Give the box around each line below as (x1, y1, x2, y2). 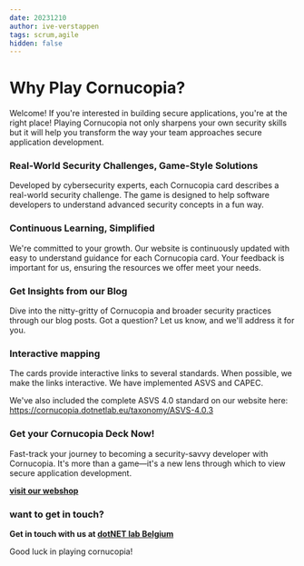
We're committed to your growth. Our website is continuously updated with (9, 243, 290, 253)
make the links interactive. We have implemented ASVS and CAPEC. (9, 378, 264, 389)
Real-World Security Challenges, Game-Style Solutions (9, 160, 259, 173)
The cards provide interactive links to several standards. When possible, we (9, 368, 293, 379)
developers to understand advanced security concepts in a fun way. (9, 199, 265, 210)
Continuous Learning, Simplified (9, 222, 156, 234)
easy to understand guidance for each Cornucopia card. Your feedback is (9, 252, 285, 263)
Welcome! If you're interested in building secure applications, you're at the (9, 108, 288, 119)
